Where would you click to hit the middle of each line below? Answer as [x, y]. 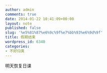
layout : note [19, 23]
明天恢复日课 [18, 66]
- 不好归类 [15, 51]
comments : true [21, 14]
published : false [23, 28]
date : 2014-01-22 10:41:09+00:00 [40, 19]
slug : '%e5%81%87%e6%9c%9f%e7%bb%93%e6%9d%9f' [54, 33]
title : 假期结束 [20, 37]
